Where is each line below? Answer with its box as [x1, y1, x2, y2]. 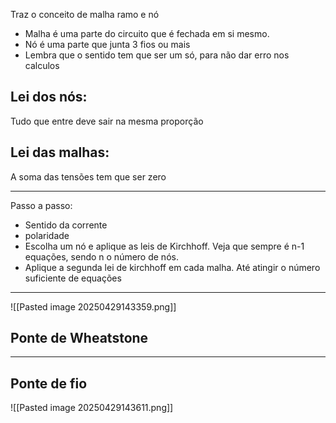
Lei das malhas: [10, 144, 110, 161]
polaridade [24, 229, 70, 241]
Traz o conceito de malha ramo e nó [10, 9, 160, 20]
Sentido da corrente [24, 219, 108, 231]
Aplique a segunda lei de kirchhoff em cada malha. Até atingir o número [24, 261, 321, 273]
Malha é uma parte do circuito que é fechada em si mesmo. [24, 28, 270, 39]
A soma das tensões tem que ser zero [10, 170, 167, 183]
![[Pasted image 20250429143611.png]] [10, 402, 174, 414]
